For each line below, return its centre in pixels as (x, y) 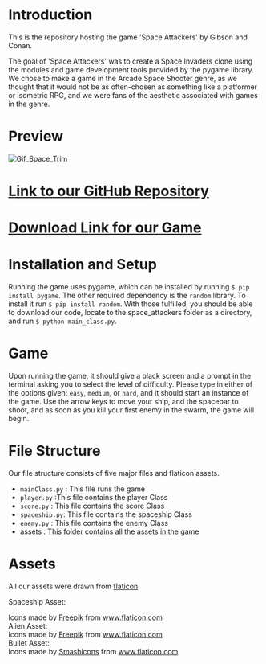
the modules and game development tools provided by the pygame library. (131, 69)
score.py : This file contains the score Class (92, 506)
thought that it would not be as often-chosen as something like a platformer (133, 87)
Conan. (20, 45)
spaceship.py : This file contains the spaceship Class (106, 514)
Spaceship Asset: (37, 602)
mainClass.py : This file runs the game (83, 489)
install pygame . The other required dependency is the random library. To (127, 296)
